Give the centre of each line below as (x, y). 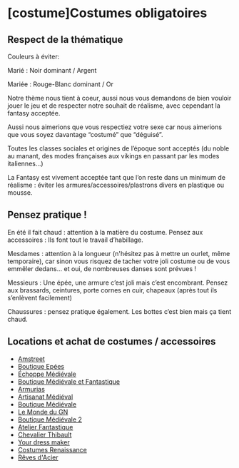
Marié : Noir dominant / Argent (52, 70)
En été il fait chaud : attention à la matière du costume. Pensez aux (105, 232)
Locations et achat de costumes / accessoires (112, 341)
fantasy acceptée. (34, 113)
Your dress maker (44, 442)
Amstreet (31, 359)
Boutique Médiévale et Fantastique (68, 381)
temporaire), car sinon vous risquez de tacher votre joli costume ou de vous (119, 261)
